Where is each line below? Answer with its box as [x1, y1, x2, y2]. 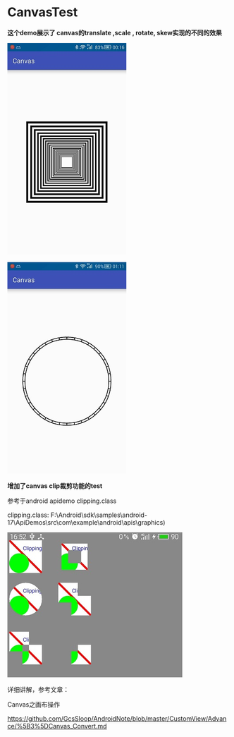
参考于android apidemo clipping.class [7, 497, 117, 505]
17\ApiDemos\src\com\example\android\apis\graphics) [7, 518, 166, 526]
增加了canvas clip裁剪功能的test [7, 481, 103, 490]
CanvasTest [7, 4, 78, 20]
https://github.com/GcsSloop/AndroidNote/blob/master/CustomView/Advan [7, 714, 227, 723]
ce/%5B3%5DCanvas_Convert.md [7, 721, 107, 730]
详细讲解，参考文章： [7, 685, 69, 693]
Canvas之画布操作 [7, 700, 61, 709]
